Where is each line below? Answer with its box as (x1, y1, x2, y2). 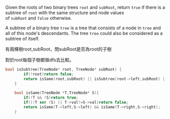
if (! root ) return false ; (23, 71, 74, 76)
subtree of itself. (5, 35, 40, 42)
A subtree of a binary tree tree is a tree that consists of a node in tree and (5, 25, 161, 31)
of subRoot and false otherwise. (5, 15, 72, 21)
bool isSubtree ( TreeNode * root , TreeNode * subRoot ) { (5, 67, 122, 72)
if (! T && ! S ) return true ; (23, 95, 79, 100)
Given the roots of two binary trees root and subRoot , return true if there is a (5, 5, 165, 10)
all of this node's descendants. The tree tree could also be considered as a (5, 30, 163, 36)
